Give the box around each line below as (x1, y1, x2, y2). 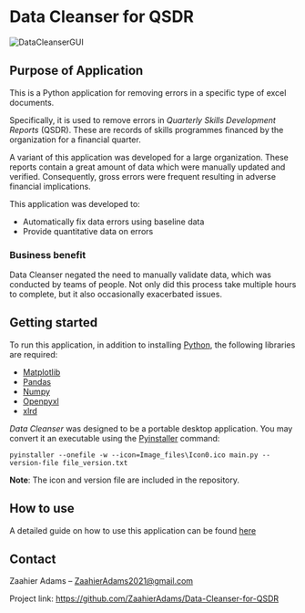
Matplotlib (22, 367, 61, 378)
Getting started (9, 315, 98, 330)
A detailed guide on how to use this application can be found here (9, 525, 257, 535)
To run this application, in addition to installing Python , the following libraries (9, 339, 296, 350)
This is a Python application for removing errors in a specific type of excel (9, 87, 287, 98)
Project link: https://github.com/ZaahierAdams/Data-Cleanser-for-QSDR (9, 593, 280, 604)
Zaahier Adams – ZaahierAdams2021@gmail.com (9, 576, 194, 587)
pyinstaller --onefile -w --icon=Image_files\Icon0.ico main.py (9, 450, 259, 460)
